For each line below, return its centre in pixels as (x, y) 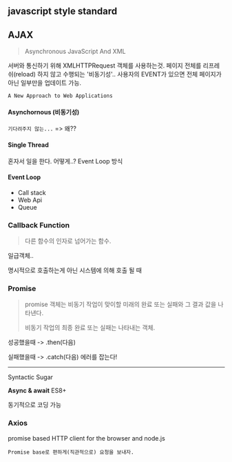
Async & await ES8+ (37, 391)
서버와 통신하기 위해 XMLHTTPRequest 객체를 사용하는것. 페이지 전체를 (105, 66)
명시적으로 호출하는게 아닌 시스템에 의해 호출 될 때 (75, 270)
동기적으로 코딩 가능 (34, 405)
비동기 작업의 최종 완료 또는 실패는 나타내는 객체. (90, 328)
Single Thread (28, 145)
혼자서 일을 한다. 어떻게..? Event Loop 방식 (65, 161)
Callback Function (39, 225)
